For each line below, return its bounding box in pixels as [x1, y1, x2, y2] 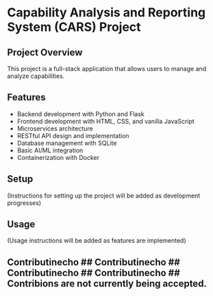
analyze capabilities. [7, 72, 65, 80]
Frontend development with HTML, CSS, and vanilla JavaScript [16, 117, 195, 125]
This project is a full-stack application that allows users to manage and [7, 65, 207, 72]
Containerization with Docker [16, 153, 99, 161]
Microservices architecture [16, 124, 94, 133]
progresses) [7, 198, 42, 206]
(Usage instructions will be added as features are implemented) [7, 237, 186, 245]
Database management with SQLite [16, 139, 117, 147]
